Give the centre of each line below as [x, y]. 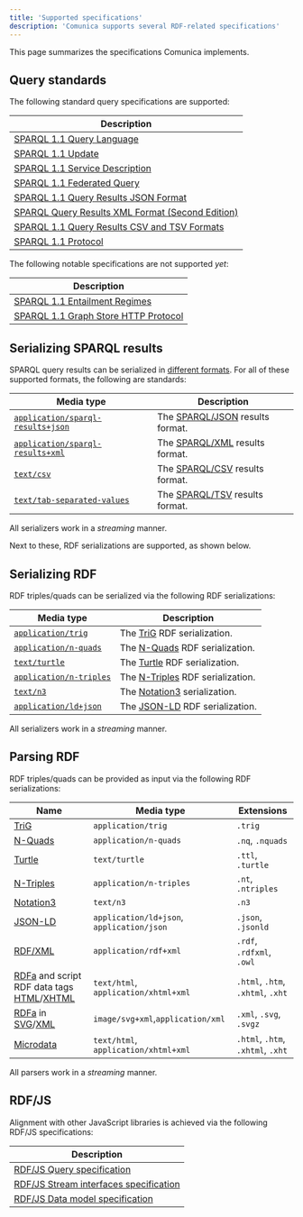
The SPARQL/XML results [211, 443]
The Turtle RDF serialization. [179, 662]
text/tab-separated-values [72, 500]
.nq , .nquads [262, 840]
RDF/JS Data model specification [83, 1198]
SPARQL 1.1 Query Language [77, 139]
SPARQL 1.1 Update [56, 154]
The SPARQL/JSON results [213, 417]
